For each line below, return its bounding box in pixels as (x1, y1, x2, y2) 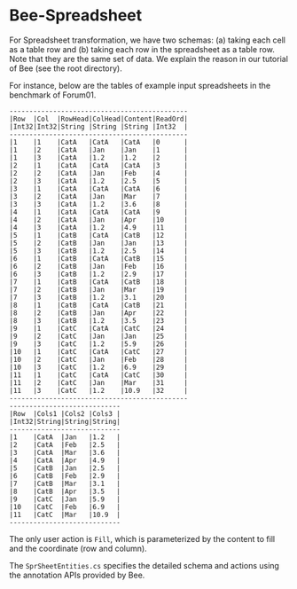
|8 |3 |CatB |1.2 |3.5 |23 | (9, 316, 189, 325)
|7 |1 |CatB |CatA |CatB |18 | (9, 277, 189, 287)
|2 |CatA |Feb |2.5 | (9, 440, 121, 449)
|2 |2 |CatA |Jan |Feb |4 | (9, 169, 189, 177)
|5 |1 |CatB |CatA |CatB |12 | (9, 231, 189, 240)
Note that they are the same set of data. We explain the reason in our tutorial (9, 53, 288, 64)
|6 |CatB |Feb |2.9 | (9, 471, 121, 480)
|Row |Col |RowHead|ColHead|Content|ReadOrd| (9, 114, 189, 123)
